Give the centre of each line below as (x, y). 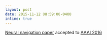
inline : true (18, 19)
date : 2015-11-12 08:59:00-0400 (38, 14)
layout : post (18, 10)
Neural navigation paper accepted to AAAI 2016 (53, 33)
